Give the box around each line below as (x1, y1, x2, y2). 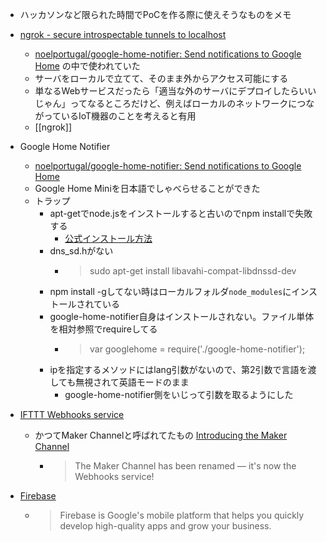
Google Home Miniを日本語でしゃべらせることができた (34, 183, 261, 194)
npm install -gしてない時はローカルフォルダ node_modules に (49, 286, 292, 297)
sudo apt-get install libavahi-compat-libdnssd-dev (89, 265, 297, 277)
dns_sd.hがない (49, 245, 114, 257)
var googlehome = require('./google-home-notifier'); (89, 343, 306, 355)
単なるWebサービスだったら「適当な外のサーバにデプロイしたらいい (34, 85, 317, 97)
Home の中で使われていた (34, 60, 141, 72)
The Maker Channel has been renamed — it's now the (74, 460, 297, 472)
